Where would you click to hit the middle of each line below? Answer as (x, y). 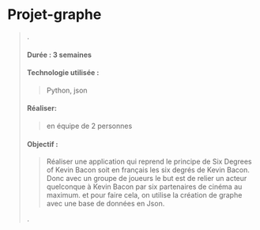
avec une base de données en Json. (106, 204)
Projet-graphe (55, 15)
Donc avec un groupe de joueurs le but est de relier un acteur (147, 179)
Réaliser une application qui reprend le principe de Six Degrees (149, 162)
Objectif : (42, 144)
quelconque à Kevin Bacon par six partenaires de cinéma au (144, 187)
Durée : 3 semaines (59, 55)
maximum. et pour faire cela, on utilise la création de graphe (144, 195)
